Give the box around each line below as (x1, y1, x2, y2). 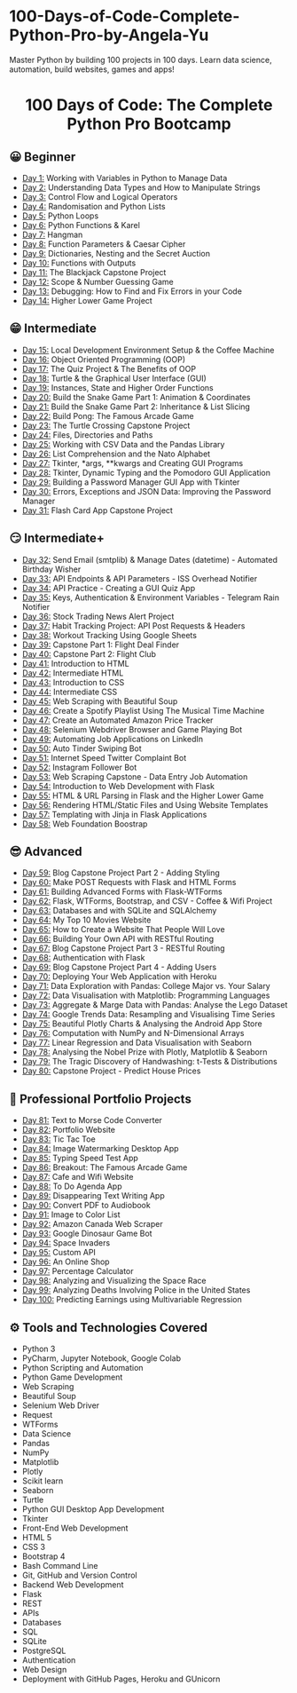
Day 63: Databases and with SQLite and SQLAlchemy (21, 906, 217, 916)
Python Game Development (21, 1372, 123, 1382)
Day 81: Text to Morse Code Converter (21, 1115, 162, 1126)
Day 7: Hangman (21, 229, 83, 240)
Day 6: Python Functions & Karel (21, 219, 140, 230)
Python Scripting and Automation (21, 1363, 144, 1373)
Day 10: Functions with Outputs (21, 257, 137, 268)
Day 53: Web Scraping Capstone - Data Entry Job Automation (21, 771, 248, 782)
